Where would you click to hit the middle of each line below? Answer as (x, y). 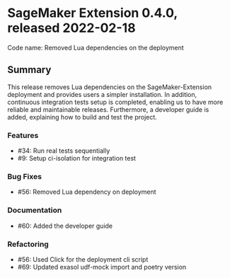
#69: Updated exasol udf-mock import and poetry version (102, 267)
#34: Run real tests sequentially (64, 151)
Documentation (35, 210)
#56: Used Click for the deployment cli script (83, 259)
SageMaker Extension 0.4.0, (93, 13)
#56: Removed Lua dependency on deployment (87, 192)
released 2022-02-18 (71, 28)
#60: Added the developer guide (65, 226)
